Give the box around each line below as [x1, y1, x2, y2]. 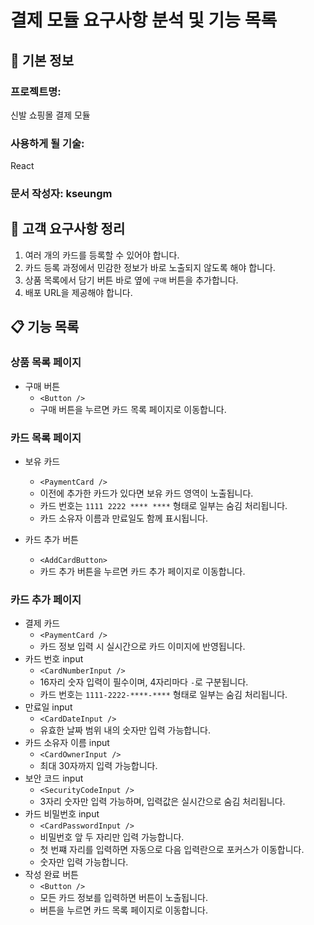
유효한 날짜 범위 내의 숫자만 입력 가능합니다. [39, 724, 211, 736]
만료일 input [24, 701, 73, 713]
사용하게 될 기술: [10, 136, 85, 150]
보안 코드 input [24, 772, 84, 785]
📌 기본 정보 [10, 52, 75, 69]
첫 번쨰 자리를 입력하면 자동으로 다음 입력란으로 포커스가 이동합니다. [39, 844, 305, 856]
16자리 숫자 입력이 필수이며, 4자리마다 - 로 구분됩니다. [39, 676, 249, 688]
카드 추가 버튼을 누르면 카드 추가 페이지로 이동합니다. [39, 565, 246, 577]
